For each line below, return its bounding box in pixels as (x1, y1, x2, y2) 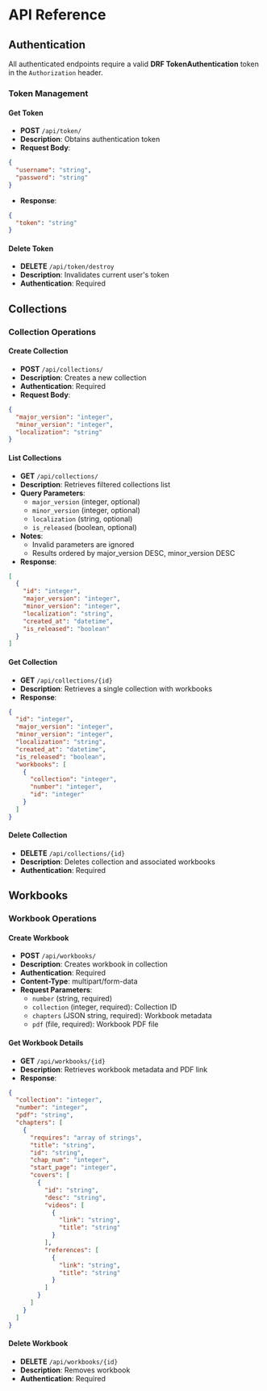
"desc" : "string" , (44, 1193, 106, 1201)
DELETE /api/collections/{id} (19, 848, 125, 858)
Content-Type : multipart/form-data (19, 976, 139, 986)
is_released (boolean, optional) (31, 522, 137, 532)
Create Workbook (8, 933, 69, 942)
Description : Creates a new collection (19, 373, 147, 382)
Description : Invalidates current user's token (19, 270, 169, 280)
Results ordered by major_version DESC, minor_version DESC (31, 548, 236, 558)
